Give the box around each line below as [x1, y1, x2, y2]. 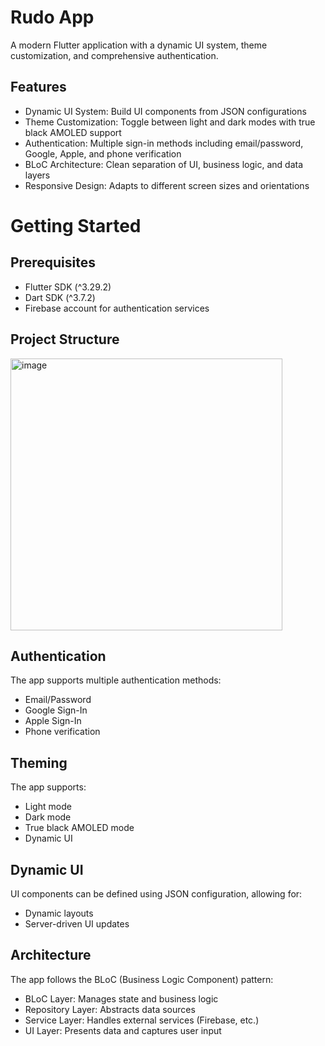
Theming [10, 754, 68, 771]
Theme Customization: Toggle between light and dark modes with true [24, 116, 316, 128]
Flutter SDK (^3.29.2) [24, 281, 112, 293]
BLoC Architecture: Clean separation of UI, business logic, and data [24, 158, 304, 170]
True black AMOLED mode [24, 822, 135, 834]
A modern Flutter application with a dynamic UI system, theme [10, 39, 268, 51]
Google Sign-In [24, 704, 88, 716]
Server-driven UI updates [24, 918, 130, 930]
